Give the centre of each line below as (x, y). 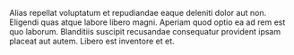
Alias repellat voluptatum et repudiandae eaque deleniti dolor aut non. (138, 13)
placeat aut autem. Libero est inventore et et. (92, 41)
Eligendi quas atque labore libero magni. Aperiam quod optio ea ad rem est (147, 22)
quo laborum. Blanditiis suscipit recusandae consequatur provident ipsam (145, 31)
